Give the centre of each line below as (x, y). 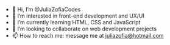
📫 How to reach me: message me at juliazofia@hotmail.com (88, 36)
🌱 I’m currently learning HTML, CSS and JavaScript (76, 22)
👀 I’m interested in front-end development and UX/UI (78, 16)
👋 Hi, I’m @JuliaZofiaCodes (46, 9)
